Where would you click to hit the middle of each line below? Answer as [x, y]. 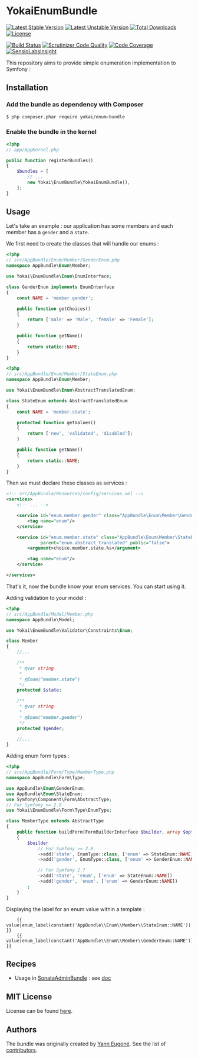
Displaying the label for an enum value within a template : [75, 909]
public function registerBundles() [50, 160]
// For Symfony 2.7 [61, 870]
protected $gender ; [41, 728]
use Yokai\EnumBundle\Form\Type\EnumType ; [59, 811]
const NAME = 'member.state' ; [54, 412]
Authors [22, 1030]
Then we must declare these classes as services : [67, 483]
